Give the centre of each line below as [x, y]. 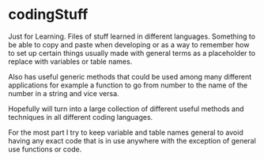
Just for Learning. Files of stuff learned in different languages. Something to [132, 36]
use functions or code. [45, 149]
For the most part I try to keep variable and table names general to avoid [126, 132]
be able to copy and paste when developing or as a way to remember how [129, 44]
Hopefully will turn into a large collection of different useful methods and [126, 109]
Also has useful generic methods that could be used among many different [130, 76]
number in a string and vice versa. [64, 93]
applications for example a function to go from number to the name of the [128, 85]
